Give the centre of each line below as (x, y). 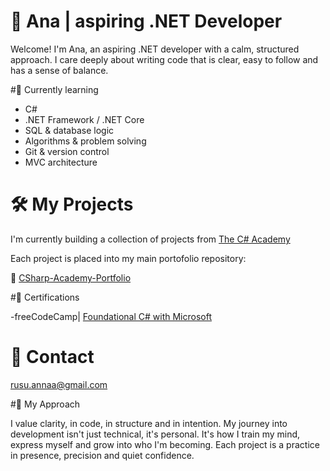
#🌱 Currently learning (54, 89)
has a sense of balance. (59, 70)
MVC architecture (61, 162)
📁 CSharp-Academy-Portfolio (71, 277)
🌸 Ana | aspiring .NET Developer (146, 21)
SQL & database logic (69, 130)
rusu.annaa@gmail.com (59, 384)
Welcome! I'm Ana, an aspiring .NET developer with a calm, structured (155, 49)
